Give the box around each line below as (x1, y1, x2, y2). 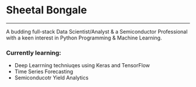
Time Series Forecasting (14, 68, 73, 75)
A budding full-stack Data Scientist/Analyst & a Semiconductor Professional (6, 28, 188, 35)
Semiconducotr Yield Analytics (14, 74, 89, 81)
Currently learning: (6, 49, 61, 57)
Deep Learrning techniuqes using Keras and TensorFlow (14, 62, 150, 69)
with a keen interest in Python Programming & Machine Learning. (6, 34, 162, 41)
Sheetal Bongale (6, 3, 87, 17)
